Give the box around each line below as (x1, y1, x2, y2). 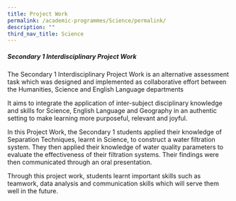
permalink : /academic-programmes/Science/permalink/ (7, 17, 167, 24)
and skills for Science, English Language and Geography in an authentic (7, 107, 218, 115)
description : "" (7, 23, 55, 31)
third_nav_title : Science (7, 30, 84, 38)
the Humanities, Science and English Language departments (7, 85, 184, 94)
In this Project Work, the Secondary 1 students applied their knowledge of (7, 128, 222, 136)
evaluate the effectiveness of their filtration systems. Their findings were (7, 151, 220, 159)
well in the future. (7, 187, 59, 195)
